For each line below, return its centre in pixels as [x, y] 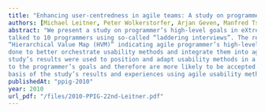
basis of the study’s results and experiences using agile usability [125, 74]
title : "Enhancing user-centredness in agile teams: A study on [116, 15]
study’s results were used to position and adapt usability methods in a [132, 60]
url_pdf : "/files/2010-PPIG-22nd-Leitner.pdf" [86, 96]
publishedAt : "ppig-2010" [50, 81]
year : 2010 [26, 89]
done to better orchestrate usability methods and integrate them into [128, 52]
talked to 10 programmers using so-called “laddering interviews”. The [128, 37]
